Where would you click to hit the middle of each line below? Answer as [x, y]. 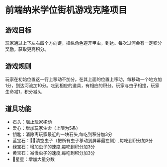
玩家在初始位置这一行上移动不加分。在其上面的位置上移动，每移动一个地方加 [83, 79]
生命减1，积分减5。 [25, 91]
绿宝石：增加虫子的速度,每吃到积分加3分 [54, 147]
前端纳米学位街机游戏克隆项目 [66, 10]
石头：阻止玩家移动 [32, 122]
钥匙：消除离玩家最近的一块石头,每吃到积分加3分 [62, 134]
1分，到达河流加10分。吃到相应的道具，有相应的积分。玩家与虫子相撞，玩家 [83, 85]
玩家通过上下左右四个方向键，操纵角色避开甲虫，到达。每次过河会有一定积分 [83, 43]
